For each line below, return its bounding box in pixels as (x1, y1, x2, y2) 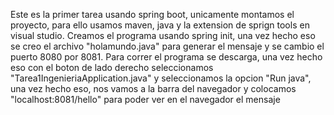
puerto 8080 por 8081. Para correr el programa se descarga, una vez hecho (10, 51, 323, 63)
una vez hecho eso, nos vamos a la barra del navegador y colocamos (10, 83, 297, 94)
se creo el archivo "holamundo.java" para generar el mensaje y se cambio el (10, 40, 325, 52)
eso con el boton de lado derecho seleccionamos (10, 62, 214, 73)
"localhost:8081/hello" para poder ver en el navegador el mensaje (10, 94, 281, 105)
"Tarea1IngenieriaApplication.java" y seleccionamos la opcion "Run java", (10, 72, 312, 84)
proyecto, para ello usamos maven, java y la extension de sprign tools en (10, 19, 310, 31)
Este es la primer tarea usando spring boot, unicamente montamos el (10, 9, 295, 20)
